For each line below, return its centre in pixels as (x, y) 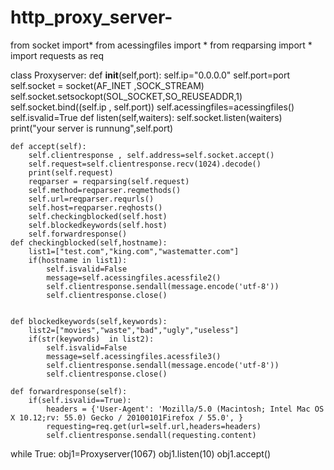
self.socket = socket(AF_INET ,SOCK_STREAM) (107, 85)
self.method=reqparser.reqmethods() (105, 190)
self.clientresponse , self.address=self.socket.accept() (151, 155)
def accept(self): (48, 146)
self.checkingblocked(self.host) (98, 216)
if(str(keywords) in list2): (91, 339)
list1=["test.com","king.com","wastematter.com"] (134, 251)
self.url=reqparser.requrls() (91, 199)
